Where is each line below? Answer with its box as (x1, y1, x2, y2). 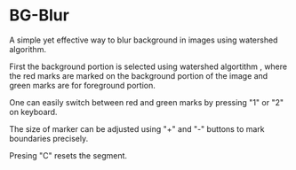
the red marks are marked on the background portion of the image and (9, 70, 268, 81)
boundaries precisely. (9, 133, 89, 143)
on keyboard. (9, 106, 58, 117)
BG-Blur (9, 5, 69, 26)
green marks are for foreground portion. (9, 80, 156, 90)
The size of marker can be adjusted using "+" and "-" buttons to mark (9, 123, 265, 134)
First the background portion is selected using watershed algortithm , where (9, 61, 287, 72)
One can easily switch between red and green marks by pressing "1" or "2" (9, 97, 284, 107)
